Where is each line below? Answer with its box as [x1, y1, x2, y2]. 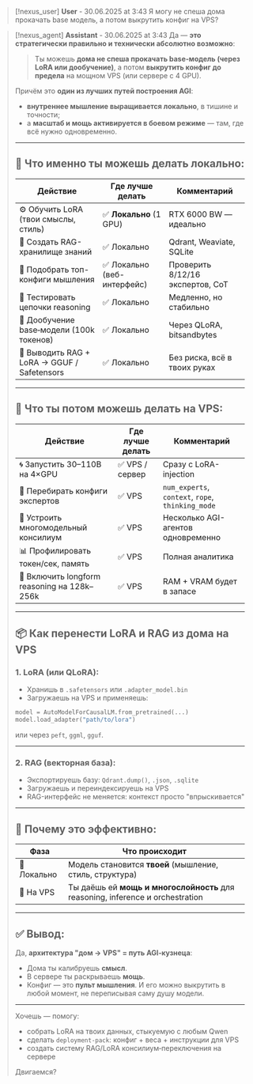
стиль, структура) [67, 869, 138, 880]
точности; [26, 110, 61, 119]
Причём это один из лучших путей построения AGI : [14, 86, 194, 96]
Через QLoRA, [168, 319, 223, 330]
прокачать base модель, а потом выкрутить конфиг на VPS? [14, 15, 219, 25]
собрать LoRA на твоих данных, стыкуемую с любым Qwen [26, 1026, 228, 1036]
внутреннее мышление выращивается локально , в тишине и [26, 102, 239, 111]
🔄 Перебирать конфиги [18, 485, 108, 497]
